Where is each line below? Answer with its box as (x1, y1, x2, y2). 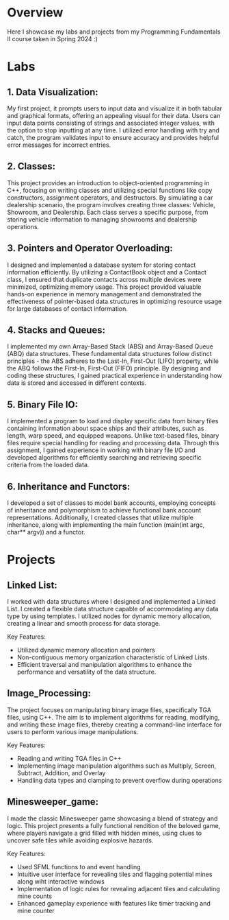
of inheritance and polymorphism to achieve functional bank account (7, 506, 202, 514)
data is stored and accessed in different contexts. (7, 379, 147, 387)
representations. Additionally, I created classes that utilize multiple (7, 513, 193, 521)
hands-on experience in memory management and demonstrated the (7, 290, 202, 298)
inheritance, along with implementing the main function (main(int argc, (7, 521, 205, 529)
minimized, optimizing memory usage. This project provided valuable (7, 283, 202, 291)
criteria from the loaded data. (7, 461, 90, 469)
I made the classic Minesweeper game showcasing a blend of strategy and (7, 814, 218, 823)
